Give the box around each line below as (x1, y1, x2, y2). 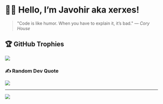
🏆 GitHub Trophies (5, 40, 65, 48)
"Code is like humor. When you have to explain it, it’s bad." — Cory (16, 20, 150, 26)
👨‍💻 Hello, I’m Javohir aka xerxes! (5, 4, 140, 15)
